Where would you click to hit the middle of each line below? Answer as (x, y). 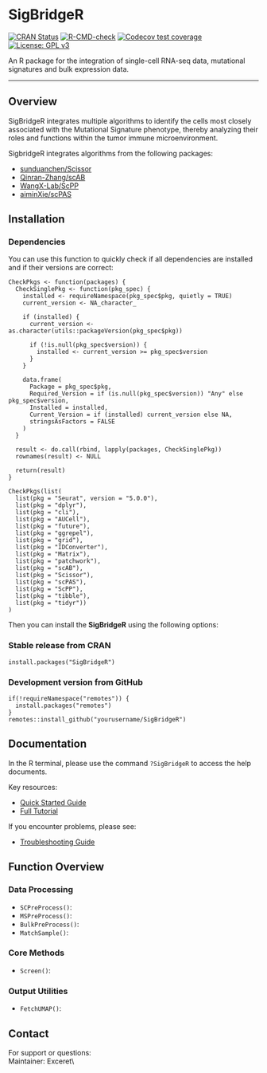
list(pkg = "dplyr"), (51, 505)
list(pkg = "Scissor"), (54, 576)
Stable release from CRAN (60, 646)
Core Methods (37, 953)
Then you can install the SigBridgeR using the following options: (113, 625)
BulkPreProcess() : (49, 924)
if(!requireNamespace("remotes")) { (69, 699)
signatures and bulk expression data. (69, 69)
